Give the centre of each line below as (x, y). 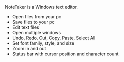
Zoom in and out (29, 49)
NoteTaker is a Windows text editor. (41, 7)
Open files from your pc (36, 17)
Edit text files (25, 27)
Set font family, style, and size (43, 43)
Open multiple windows (36, 33)
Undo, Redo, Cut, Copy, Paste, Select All (54, 38)
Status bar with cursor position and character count (65, 54)
